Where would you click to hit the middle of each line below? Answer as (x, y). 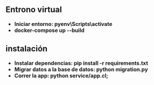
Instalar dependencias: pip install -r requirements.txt (81, 63)
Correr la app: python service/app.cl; (61, 76)
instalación (27, 49)
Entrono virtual (34, 10)
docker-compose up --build (49, 30)
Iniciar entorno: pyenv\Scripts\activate (63, 24)
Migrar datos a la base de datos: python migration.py (81, 69)
